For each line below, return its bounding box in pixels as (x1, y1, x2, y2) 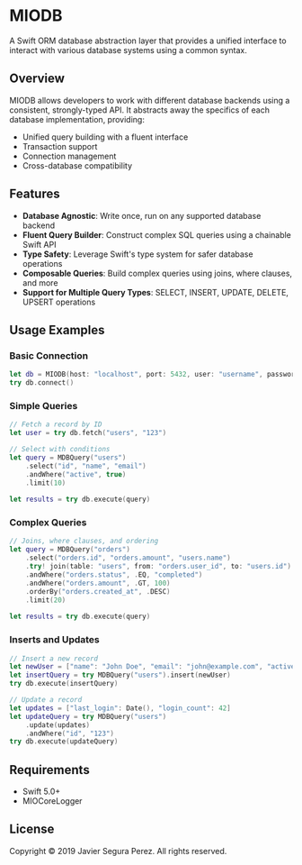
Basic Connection (9, 349, 88, 361)
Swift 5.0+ (22, 786, 61, 797)
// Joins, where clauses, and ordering (9, 537, 159, 546)
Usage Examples (9, 322, 105, 338)
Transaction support (22, 141, 98, 151)
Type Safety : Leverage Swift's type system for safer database (22, 249, 253, 259)
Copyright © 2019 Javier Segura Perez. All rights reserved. (9, 845, 227, 856)
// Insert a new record (9, 654, 99, 663)
